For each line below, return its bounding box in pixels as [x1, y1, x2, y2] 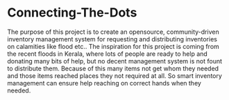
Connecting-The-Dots [7, 5, 137, 21]
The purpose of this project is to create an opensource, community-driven [7, 28, 220, 36]
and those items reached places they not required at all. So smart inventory [7, 71, 222, 80]
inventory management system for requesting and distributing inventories [7, 34, 217, 43]
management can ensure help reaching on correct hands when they [7, 79, 201, 87]
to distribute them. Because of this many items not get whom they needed [7, 64, 219, 72]
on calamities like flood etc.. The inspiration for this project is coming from [7, 42, 220, 50]
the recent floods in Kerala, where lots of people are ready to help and [7, 50, 208, 58]
